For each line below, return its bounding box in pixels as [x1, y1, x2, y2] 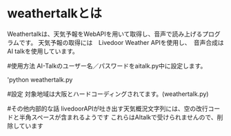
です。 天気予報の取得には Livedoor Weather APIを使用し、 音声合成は [19, 38, 224, 46]
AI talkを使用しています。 [7, 47, 79, 55]
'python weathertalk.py [7, 75, 73, 84]
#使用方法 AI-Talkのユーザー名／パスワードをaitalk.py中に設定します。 [7, 61, 207, 70]
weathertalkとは [7, 6, 102, 21]
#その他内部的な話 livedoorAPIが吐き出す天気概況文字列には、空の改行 [7, 104, 208, 113]
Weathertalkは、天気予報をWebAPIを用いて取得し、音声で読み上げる [7, 30, 203, 38]
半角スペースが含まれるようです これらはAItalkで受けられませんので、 [19, 113, 217, 121]
